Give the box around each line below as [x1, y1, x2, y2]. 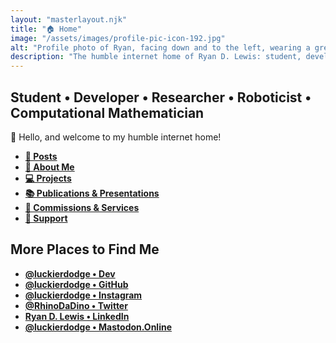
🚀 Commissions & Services [24, 201, 140, 213]
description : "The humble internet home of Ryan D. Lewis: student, [10, 52, 302, 62]
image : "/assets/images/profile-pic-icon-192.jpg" [10, 33, 226, 43]
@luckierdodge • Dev [24, 267, 116, 280]
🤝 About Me [24, 161, 75, 173]
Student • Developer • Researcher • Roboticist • [10, 89, 312, 106]
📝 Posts [24, 150, 58, 162]
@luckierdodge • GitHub [24, 278, 129, 290]
